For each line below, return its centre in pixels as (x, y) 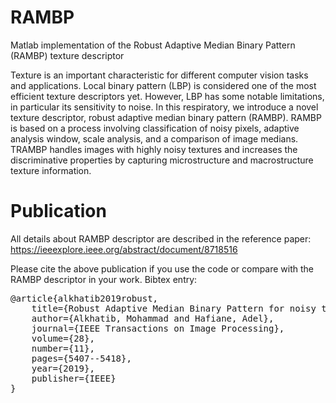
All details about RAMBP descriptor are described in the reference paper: (161, 238)
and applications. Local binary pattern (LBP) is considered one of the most (163, 85)
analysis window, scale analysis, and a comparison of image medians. (154, 138)
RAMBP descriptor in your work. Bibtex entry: (104, 279)
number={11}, (63, 348)
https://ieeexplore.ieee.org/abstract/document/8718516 (124, 249)
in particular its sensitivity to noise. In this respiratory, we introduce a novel (164, 107)
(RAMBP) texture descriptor (67, 55)
